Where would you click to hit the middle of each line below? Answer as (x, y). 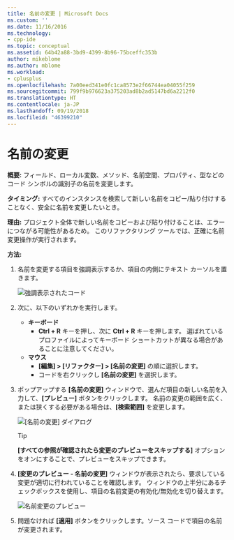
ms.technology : (29, 33)
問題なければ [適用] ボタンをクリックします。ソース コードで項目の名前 (120, 520)
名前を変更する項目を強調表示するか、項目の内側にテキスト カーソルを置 (122, 269)
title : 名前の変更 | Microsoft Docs (58, 14)
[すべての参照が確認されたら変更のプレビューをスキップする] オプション (121, 450)
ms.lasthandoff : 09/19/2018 (48, 111)
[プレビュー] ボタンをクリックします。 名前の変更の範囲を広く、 (134, 398)
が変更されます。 (42, 529)
